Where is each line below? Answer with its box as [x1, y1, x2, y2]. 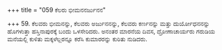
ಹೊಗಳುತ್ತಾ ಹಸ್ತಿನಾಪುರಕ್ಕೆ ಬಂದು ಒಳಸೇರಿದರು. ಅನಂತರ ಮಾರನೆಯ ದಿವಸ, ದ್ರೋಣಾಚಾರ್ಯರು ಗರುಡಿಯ [7, 27, 216, 35]
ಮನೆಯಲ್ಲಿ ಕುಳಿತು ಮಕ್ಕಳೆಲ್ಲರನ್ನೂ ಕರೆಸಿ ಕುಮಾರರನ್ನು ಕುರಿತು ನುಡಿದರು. [7, 35, 148, 43]
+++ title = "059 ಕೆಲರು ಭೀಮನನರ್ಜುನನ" [7, 6, 106, 14]
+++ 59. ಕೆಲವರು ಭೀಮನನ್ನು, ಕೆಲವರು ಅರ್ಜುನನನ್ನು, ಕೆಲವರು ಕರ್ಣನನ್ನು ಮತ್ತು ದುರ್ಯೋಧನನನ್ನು [7, 20, 210, 27]
